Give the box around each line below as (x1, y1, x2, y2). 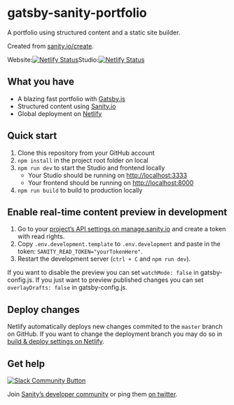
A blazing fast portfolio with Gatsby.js (17, 94, 125, 103)
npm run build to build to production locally (17, 186, 143, 194)
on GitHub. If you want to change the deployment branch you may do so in (7, 330, 223, 338)
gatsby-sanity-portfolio (7, 5, 147, 21)
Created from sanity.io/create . (7, 41, 95, 50)
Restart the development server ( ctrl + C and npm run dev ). (17, 255, 191, 263)
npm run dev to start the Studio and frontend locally (17, 163, 165, 172)
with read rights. (17, 232, 65, 240)
